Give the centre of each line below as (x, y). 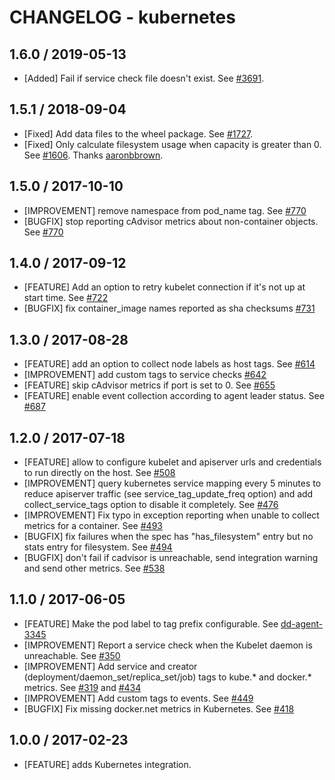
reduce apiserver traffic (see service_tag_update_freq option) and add (168, 494)
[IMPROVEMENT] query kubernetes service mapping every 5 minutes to (172, 483)
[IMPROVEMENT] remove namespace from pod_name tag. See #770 (165, 210)
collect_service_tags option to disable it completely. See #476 (151, 505)
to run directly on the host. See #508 (99, 473)
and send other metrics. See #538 (94, 568)
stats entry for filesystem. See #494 (98, 547)
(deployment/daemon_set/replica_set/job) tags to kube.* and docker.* (167, 677)
